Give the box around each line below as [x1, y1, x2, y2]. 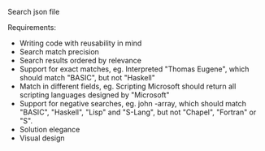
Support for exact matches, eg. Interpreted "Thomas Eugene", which [19, 64, 250, 74]
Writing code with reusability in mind [19, 38, 142, 48]
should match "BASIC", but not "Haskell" [19, 73, 156, 82]
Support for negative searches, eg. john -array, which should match [19, 99, 247, 108]
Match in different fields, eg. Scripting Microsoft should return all [19, 81, 237, 91]
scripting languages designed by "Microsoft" [19, 90, 170, 100]
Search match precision [19, 47, 99, 56]
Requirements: [7, 23, 56, 32]
